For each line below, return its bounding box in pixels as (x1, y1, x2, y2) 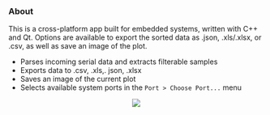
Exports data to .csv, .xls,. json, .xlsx (19, 66, 142, 75)
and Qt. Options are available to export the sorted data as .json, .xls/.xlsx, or (8, 32, 262, 42)
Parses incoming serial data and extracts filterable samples (19, 57, 218, 66)
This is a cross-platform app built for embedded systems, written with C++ (8, 24, 258, 34)
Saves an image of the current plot (19, 75, 136, 84)
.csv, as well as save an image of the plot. (8, 41, 148, 51)
